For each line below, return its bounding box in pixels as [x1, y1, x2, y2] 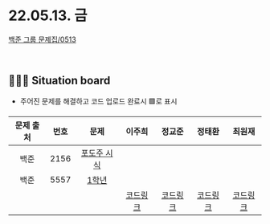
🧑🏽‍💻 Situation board [8, 74, 111, 88]
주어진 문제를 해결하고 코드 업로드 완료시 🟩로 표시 [19, 96, 178, 106]
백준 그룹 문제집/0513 [8, 35, 76, 44]
